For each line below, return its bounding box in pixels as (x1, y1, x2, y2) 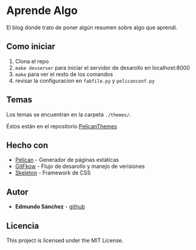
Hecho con (6, 140, 49, 150)
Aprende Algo (6, 4, 78, 18)
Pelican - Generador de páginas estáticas (15, 156, 120, 164)
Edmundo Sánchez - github (15, 203, 86, 210)
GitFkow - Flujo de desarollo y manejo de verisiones (15, 162, 145, 170)
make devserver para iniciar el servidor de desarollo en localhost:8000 (15, 64, 190, 71)
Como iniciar (6, 41, 56, 52)
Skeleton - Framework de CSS (15, 169, 91, 176)
